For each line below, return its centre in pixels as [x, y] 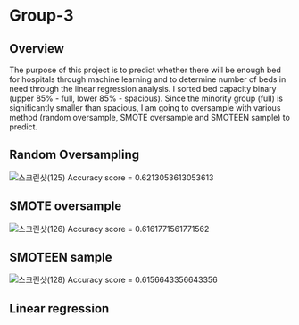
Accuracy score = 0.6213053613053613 [141, 177]
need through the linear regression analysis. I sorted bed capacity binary [143, 89]
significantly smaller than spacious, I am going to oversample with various [145, 108]
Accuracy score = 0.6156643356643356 [142, 280]
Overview [37, 49]
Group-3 [42, 16]
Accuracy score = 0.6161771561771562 [138, 229]
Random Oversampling [75, 155]
